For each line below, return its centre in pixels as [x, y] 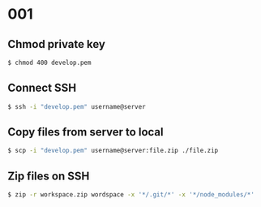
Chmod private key [57, 44]
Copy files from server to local [86, 132]
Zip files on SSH [49, 176]
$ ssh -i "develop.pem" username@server [77, 106]
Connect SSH [42, 88]
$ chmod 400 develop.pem [49, 63]
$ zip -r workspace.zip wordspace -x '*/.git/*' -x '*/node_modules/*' [131, 195]
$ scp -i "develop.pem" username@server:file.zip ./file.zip [113, 151]
